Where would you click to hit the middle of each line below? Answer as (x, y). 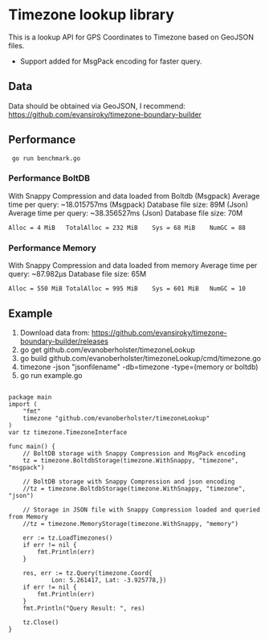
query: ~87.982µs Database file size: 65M (77, 274)
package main (30, 397)
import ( (23, 404)
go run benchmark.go (46, 158)
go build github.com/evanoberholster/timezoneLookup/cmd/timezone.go (140, 358)
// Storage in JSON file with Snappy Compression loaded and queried (142, 510)
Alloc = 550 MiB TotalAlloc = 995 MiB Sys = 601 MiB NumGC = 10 (127, 289)
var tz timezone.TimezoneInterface (68, 432)
